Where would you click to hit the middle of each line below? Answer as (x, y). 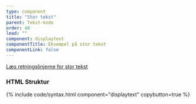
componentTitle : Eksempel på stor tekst (56, 45)
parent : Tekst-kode (30, 22)
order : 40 (18, 28)
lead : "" (17, 33)
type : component (26, 11)
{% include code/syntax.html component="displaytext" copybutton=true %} (98, 95)
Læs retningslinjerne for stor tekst (47, 66)
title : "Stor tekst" (31, 17)
